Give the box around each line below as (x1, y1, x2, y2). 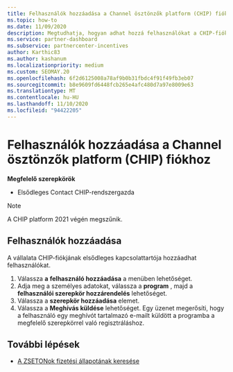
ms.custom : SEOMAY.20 (7, 68, 70, 75)
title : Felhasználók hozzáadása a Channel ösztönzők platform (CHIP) (7, 10, 213, 17)
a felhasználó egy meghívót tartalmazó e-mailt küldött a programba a (17, 311, 215, 319)
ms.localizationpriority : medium (7, 62, 104, 69)
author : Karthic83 (7, 49, 60, 56)
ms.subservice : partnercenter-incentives (7, 42, 129, 49)
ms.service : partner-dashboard (7, 36, 98, 43)
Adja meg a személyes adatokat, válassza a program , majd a (17, 282, 193, 290)
